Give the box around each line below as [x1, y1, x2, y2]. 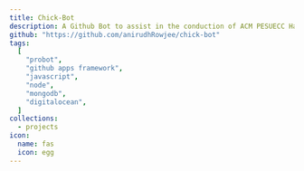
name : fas [17, 139, 54, 148]
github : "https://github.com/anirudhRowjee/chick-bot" [9, 30, 221, 39]
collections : [9, 114, 59, 123]
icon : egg [17, 147, 54, 157]
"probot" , [25, 55, 63, 64]
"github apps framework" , [25, 64, 124, 73]
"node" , [25, 81, 54, 90]
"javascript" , [25, 72, 79, 81]
